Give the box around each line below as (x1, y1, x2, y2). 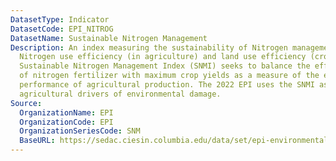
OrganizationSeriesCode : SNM (19, 126, 141, 136)
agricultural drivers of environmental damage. (19, 89, 222, 99)
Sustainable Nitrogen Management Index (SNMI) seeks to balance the (19, 61, 311, 71)
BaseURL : (19, 136, 56, 146)
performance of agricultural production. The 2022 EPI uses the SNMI (19, 80, 315, 90)
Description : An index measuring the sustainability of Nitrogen (10, 42, 288, 53)
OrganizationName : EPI (19, 107, 114, 118)
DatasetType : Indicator (10, 14, 110, 25)
